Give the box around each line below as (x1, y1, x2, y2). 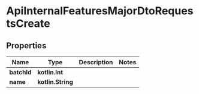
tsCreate (6, 17, 51, 30)
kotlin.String (37, 78, 74, 86)
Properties (6, 40, 47, 51)
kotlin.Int (37, 68, 64, 76)
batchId (9, 68, 32, 76)
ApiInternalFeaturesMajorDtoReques (6, 4, 194, 18)
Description (79, 58, 113, 66)
